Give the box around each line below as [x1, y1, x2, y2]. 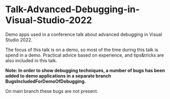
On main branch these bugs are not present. [5, 88, 99, 94]
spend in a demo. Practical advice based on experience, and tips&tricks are [5, 52, 164, 58]
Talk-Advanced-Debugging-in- [5, 4, 140, 15]
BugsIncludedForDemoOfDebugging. [5, 78, 86, 84]
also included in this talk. [5, 57, 58, 63]
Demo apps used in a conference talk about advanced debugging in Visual [5, 31, 162, 37]
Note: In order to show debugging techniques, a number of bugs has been [5, 67, 165, 73]
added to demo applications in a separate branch [5, 72, 111, 79]
